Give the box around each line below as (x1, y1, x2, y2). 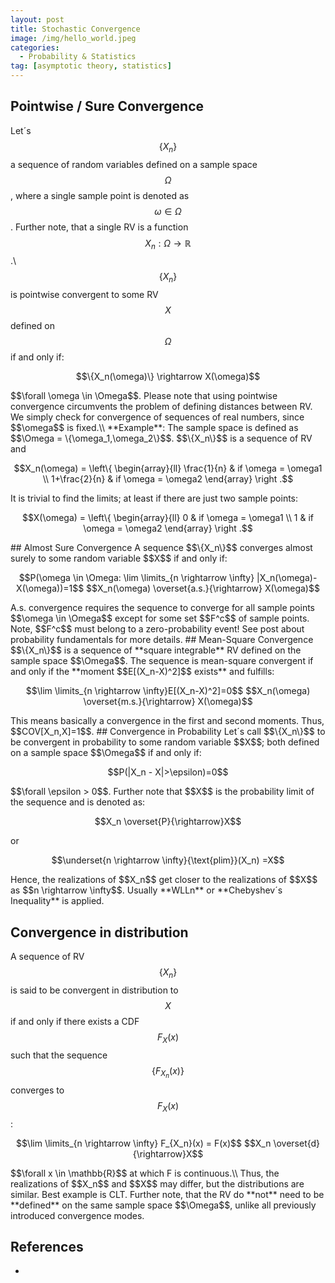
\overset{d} (273, 1137, 321, 1149)
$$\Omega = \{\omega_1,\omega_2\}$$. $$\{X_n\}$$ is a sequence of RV (10, 432, 313, 445)
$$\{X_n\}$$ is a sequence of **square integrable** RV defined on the (10, 644, 302, 656)
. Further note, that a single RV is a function (10, 221, 189, 233)
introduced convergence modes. (10, 1209, 145, 1221)
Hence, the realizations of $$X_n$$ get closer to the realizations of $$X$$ (10, 874, 318, 886)
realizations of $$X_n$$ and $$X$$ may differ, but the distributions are (10, 1177, 305, 1190)
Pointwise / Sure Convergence (10, 98, 205, 115)
